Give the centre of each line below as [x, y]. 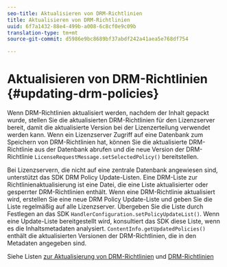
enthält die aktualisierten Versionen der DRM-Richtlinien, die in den [102, 236]
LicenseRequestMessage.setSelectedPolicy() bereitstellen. [116, 157]
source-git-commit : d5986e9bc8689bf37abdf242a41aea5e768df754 [98, 39]
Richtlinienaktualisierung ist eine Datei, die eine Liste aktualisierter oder [108, 185]
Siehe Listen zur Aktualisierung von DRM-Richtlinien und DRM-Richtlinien [110, 257]
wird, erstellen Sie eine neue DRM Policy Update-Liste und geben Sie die [110, 200]
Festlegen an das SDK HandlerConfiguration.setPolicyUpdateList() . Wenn [113, 214]
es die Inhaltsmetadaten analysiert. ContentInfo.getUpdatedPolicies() [106, 228]
